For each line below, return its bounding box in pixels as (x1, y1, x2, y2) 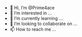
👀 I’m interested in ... (9, 10, 52, 16)
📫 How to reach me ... (9, 26, 56, 32)
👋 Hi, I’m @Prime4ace (9, 5, 55, 10)
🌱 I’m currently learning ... (9, 15, 63, 21)
